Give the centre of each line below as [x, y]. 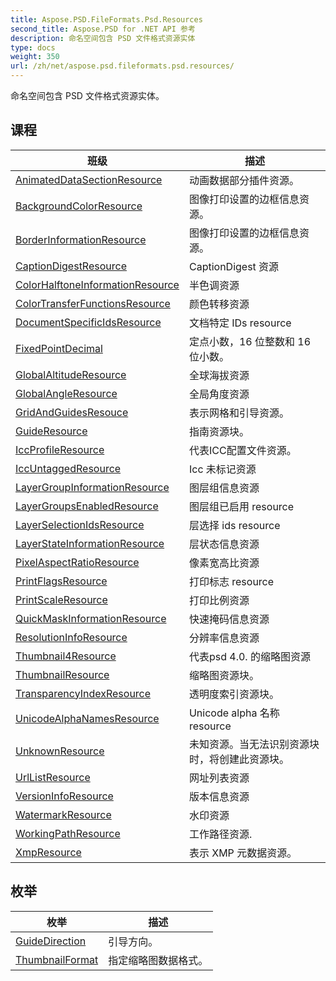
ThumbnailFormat [57, 959]
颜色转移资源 [219, 304]
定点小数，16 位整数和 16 [250, 341]
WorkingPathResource [68, 833]
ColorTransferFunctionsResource [93, 303]
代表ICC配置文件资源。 [242, 450]
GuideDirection [51, 941]
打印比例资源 [219, 600]
